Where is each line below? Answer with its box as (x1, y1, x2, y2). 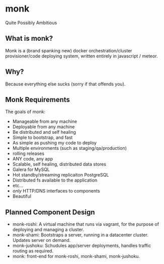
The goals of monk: (5, 109, 46, 115)
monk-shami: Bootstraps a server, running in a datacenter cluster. (12, 232, 148, 238)
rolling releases (12, 150, 44, 156)
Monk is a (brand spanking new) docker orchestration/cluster (5, 47, 132, 53)
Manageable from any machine (12, 119, 77, 125)
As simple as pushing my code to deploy (12, 140, 97, 146)
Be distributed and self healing (12, 129, 76, 135)
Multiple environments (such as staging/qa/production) (12, 145, 127, 151)
